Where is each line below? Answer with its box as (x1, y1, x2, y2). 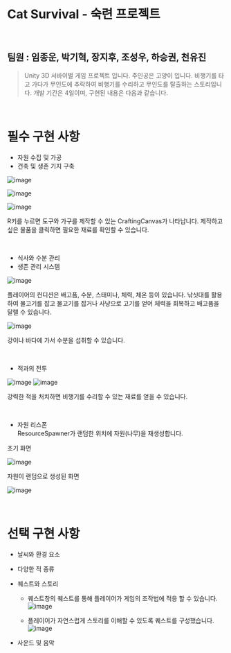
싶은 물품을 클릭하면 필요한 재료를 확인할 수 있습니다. (7, 225, 149, 234)
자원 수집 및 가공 (17, 153, 62, 162)
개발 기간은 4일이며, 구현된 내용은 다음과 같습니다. (33, 88, 168, 97)
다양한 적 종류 (17, 564, 55, 573)
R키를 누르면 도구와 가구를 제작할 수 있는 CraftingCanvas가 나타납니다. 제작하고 (7, 216, 223, 225)
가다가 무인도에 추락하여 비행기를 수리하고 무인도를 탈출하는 (31, 80, 192, 88)
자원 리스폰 (17, 420, 48, 428)
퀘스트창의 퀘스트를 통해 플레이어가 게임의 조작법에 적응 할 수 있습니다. (27, 594, 218, 602)
